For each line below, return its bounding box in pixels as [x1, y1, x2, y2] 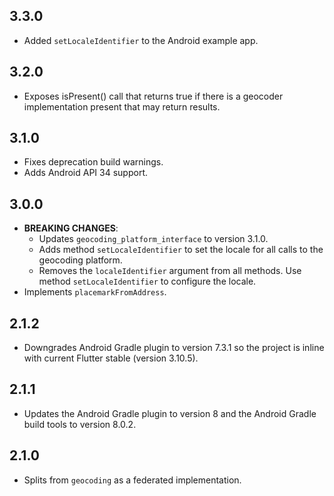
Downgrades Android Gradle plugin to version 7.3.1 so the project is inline [23, 342, 325, 354]
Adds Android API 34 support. [23, 167, 148, 179]
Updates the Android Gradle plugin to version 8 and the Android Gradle [23, 407, 317, 419]
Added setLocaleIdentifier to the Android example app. [23, 34, 259, 46]
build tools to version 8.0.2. [23, 418, 137, 430]
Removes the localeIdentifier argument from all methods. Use [38, 265, 302, 277]
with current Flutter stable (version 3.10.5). [23, 352, 199, 364]
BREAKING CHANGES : [23, 222, 119, 234]
